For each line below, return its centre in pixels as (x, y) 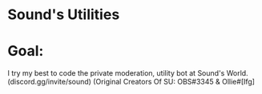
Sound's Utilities (64, 15)
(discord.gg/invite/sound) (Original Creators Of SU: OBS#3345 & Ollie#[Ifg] (131, 82)
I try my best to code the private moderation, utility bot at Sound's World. (128, 73)
